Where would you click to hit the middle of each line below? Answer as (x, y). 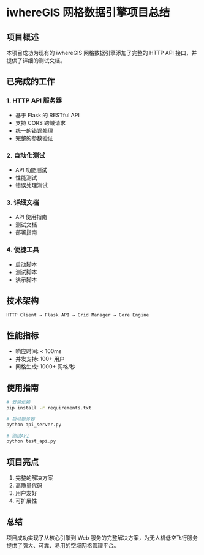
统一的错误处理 (34, 130)
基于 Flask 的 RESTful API (47, 115)
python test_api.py (31, 441)
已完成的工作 (31, 82)
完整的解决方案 (34, 478)
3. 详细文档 (23, 203)
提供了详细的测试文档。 (36, 61)
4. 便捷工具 (23, 250)
